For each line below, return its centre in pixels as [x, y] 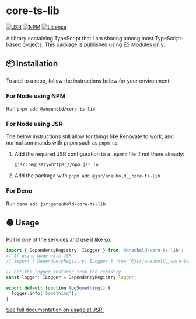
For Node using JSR [34, 124]
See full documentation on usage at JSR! [55, 310]
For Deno [19, 191]
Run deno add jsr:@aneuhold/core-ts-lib [56, 204]
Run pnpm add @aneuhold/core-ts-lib [51, 109]
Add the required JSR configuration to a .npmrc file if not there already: [99, 154]
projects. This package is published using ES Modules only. [94, 44]
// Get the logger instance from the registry [64, 272]
